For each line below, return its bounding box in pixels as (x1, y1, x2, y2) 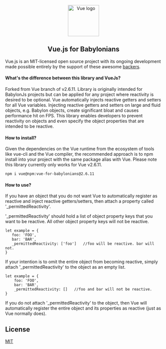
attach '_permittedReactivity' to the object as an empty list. (5, 264, 126, 270)
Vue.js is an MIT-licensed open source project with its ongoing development (5, 58, 161, 64)
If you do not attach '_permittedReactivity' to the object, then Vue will (5, 300, 147, 306)
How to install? (5, 135, 37, 141)
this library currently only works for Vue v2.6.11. (5, 162, 102, 168)
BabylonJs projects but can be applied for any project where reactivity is (5, 91, 154, 97)
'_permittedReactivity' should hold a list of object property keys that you (5, 213, 153, 219)
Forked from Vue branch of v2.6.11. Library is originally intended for (5, 86, 143, 92)
